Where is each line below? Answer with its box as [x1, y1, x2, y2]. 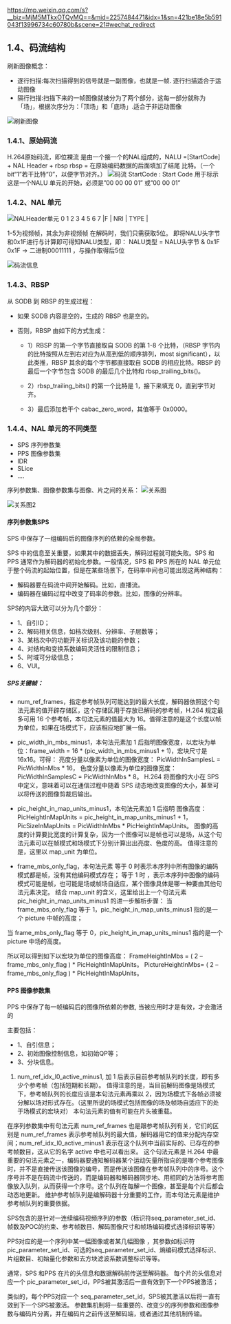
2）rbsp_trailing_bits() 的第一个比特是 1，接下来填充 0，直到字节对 [27, 381, 216, 390]
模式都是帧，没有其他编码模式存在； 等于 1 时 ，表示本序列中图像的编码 [16, 871, 220, 879]
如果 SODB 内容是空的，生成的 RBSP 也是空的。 [16, 312, 153, 320]
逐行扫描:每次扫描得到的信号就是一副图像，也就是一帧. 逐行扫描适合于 [16, 76, 215, 85]
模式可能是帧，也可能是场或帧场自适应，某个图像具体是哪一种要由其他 [16, 879, 217, 888]
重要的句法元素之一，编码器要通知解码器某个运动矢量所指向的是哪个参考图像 [7, 1156, 224, 1165]
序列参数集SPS [7, 517, 49, 526]
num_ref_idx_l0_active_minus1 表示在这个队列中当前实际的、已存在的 [19, 1139, 214, 1147]
